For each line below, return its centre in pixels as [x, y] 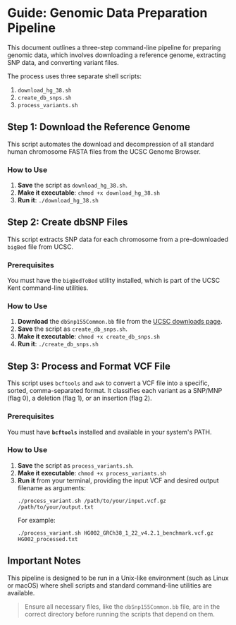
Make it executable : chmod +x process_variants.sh [92, 473]
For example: [36, 520]
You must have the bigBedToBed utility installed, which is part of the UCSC [114, 281]
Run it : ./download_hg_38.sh [58, 200]
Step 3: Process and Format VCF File [89, 366]
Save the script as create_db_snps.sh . [73, 329]
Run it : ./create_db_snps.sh [58, 344]
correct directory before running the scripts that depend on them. [119, 614]
